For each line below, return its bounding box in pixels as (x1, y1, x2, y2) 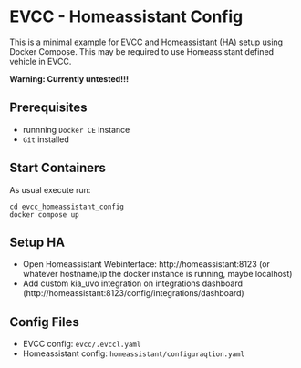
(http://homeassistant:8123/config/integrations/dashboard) (22, 288, 244, 299)
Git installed (22, 134, 70, 145)
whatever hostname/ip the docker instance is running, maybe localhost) (22, 269, 293, 280)
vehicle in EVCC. (9, 56, 72, 66)
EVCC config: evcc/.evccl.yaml (22, 339, 141, 350)
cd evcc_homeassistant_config (9, 202, 125, 211)
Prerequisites (9, 100, 88, 116)
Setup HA (9, 234, 66, 250)
